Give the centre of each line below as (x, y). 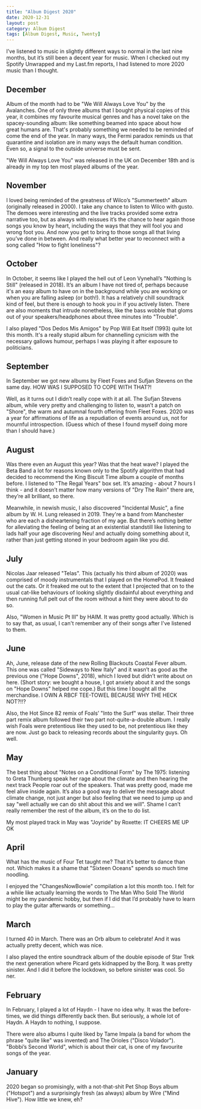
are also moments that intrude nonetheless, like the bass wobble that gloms (100, 310)
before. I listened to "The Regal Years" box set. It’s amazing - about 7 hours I (101, 483)
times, (14, 1016)
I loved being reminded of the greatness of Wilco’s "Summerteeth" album (97, 200)
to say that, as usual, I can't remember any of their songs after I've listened (99, 623)
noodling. (18, 875)
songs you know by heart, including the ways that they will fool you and (94, 226)
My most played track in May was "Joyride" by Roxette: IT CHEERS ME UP (97, 822)
